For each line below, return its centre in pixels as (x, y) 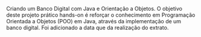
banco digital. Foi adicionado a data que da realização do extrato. (88, 27)
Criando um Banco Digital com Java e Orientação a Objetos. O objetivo (94, 9)
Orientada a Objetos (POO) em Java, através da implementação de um (94, 21)
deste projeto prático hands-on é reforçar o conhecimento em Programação (101, 15)
